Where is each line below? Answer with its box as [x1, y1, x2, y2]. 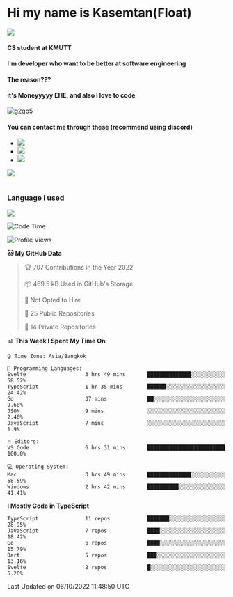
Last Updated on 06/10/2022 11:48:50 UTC [7, 582, 130, 590]
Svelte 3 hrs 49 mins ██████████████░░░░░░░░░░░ [7, 371, 226, 378]
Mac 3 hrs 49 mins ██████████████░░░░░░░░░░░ [7, 471, 226, 478]
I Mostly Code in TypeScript [7, 502, 89, 510]
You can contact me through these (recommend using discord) [7, 123, 193, 131]
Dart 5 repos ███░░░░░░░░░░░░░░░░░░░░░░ [7, 552, 226, 559]
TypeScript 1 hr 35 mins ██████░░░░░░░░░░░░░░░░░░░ [7, 383, 226, 390]
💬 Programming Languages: [7, 364, 82, 372]
